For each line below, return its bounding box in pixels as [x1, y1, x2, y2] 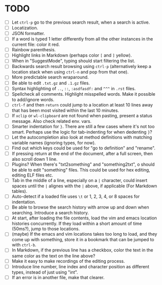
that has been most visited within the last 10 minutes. [11, 107, 119, 113]
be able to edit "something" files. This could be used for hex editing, [11, 167, 151, 173]
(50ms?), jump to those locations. [11, 226, 80, 232]
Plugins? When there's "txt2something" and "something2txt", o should [11, 161, 155, 168]
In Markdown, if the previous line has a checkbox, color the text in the [11, 247, 154, 253]
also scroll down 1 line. [11, 156, 58, 162]
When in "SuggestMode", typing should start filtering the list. [11, 58, 135, 64]
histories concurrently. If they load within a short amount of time [11, 220, 142, 227]
